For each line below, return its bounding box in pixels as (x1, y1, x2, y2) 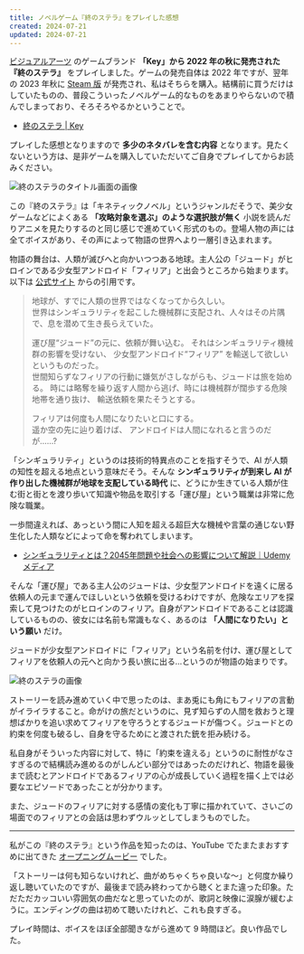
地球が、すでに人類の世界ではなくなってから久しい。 (31, 296, 230, 307)
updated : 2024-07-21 (9, 30, 88, 39)
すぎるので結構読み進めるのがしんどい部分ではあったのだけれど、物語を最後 (9, 759, 294, 770)
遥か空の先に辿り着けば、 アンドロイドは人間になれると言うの (31, 424, 264, 435)
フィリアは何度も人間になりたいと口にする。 (31, 413, 199, 424)
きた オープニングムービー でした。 (40, 851, 172, 862)
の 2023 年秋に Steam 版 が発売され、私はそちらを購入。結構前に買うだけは (9, 79, 294, 90)
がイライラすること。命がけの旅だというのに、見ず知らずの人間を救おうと (9, 706, 287, 717)
